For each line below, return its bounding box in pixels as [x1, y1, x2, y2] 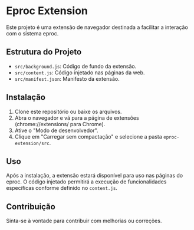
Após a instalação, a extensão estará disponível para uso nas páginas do [6, 172, 183, 179]
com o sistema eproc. [6, 29, 59, 37]
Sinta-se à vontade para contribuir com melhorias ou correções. [6, 217, 162, 225]
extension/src [14, 140, 50, 146]
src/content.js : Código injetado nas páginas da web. [14, 69, 145, 76]
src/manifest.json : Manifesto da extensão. [14, 75, 120, 82]
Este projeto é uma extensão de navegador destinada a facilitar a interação [6, 24, 189, 31]
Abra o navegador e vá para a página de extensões [14, 114, 140, 121]
